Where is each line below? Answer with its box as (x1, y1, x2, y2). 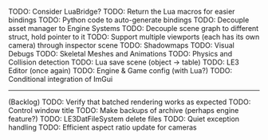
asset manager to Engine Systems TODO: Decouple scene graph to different (8, 24, 259, 33)
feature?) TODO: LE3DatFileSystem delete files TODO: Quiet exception (8, 115, 240, 123)
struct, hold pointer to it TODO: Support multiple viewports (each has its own (8, 32, 260, 41)
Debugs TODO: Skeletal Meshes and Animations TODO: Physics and (8, 49, 233, 58)
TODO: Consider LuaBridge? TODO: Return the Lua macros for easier (8, 7, 235, 16)
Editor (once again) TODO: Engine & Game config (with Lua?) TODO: (8, 66, 233, 75)
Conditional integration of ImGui (8, 75, 113, 84)
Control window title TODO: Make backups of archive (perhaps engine (8, 106, 239, 115)
